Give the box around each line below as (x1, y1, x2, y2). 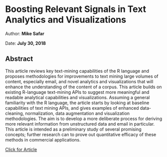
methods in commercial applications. (5, 137, 81, 143)
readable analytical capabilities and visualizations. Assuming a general (5, 94, 150, 100)
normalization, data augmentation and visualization (25, 110, 130, 116)
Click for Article (5, 146, 37, 153)
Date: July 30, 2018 (5, 40, 46, 46)
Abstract (5, 55, 33, 63)
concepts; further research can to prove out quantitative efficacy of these (5, 131, 157, 138)
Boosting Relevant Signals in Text (5, 3, 147, 15)
